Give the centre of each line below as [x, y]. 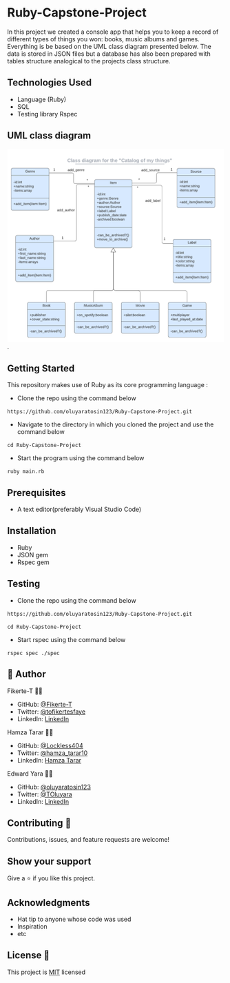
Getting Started [41, 368]
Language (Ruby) [42, 99]
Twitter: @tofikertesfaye [51, 712]
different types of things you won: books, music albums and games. [103, 39]
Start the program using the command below [81, 458]
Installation [32, 531]
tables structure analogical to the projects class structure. [89, 61]
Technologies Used [49, 83]
